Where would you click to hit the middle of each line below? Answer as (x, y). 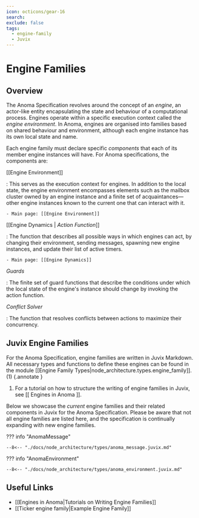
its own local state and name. (42, 137)
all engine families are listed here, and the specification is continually (91, 419)
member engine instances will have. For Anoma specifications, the (88, 155)
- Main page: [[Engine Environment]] (53, 214)
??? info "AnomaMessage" (38, 436)
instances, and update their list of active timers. (65, 249)
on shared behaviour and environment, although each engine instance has (97, 130)
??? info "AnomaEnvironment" (43, 458)
